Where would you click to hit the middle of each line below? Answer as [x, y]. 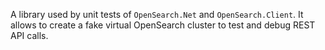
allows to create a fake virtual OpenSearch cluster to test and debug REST [163, 25]
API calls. [29, 35]
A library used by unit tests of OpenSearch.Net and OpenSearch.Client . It [157, 14]
